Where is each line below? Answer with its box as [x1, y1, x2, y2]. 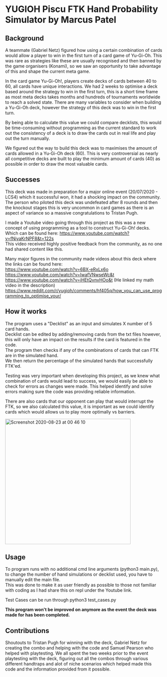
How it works [5, 307, 47, 316]
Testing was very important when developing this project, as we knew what [5, 373, 160, 379]
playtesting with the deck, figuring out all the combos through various [5, 656, 149, 662]
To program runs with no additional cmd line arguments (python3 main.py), [5, 566, 159, 572]
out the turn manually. [5, 136, 50, 141]
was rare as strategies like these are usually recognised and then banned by [5, 58, 162, 63]
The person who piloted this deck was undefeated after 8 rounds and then [5, 199, 158, 205]
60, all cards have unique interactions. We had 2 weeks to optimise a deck [5, 83, 158, 89]
